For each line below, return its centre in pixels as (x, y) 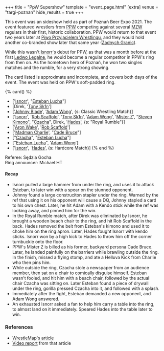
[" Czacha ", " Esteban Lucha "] (41, 137)
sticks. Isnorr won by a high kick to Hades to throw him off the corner (82, 237)
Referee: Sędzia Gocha (28, 157)
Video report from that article (42, 343)
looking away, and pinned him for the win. (54, 211)
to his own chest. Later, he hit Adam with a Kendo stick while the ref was (85, 205)
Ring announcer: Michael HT (34, 163)
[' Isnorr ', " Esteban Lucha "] (39, 101)
